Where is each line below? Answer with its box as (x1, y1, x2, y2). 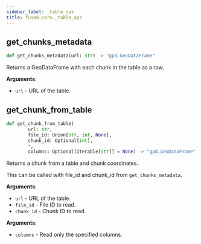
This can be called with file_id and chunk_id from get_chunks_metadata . (6, 172, 182, 179)
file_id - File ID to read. (14, 201, 76, 208)
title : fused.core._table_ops (6, 14, 83, 21)
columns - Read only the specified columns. (14, 231, 123, 239)
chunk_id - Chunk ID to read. (14, 208, 86, 215)
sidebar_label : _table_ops (6, 8, 74, 15)
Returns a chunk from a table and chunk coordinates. (6, 159, 139, 167)
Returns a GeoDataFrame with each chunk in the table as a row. (6, 64, 164, 71)
